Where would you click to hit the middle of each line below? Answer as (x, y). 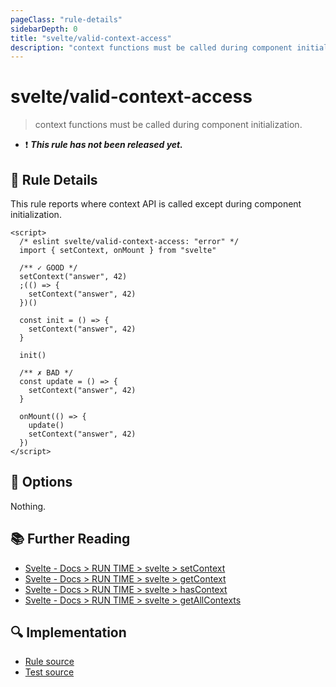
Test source (49, 672)
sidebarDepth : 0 (44, 29)
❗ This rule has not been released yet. (103, 145)
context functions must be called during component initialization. (168, 125)
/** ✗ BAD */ (46, 373)
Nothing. (28, 506)
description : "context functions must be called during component (151, 47)
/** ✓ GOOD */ (48, 268)
